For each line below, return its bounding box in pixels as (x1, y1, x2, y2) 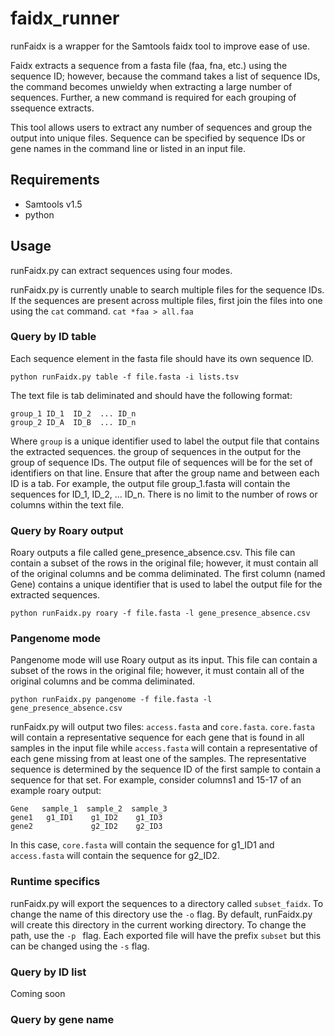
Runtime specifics (10, 875, 101, 889)
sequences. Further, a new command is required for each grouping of (10, 91, 297, 103)
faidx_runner (10, 7, 120, 30)
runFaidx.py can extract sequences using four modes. (10, 264, 233, 276)
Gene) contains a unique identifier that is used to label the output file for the (10, 578, 323, 591)
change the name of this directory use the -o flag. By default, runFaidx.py (10, 908, 313, 920)
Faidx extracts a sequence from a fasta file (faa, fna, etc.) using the (10, 59, 288, 71)
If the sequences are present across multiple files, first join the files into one (10, 294, 323, 306)
